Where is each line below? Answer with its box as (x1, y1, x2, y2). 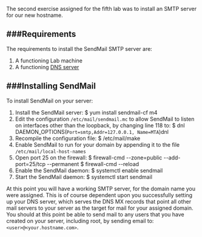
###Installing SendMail (6, 81, 96, 92)
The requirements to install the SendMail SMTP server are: (6, 45, 153, 52)
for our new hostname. (6, 12, 64, 19)
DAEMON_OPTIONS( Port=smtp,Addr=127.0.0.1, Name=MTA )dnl (15, 128, 169, 135)
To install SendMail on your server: (6, 97, 93, 104)
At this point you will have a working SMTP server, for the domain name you (6, 185, 196, 192)
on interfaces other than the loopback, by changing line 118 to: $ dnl (15, 121, 185, 129)
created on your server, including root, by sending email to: (6, 217, 154, 224)
